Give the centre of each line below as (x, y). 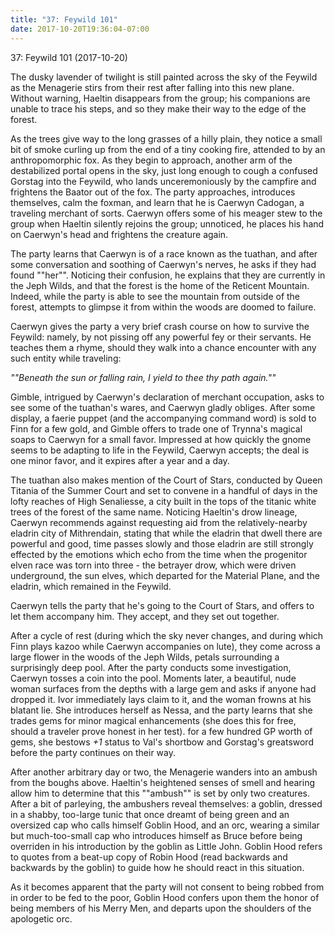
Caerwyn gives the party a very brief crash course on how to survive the (160, 326)
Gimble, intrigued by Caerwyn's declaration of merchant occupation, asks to (167, 397)
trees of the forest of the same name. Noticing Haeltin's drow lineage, (154, 512)
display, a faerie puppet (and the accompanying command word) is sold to (163, 418)
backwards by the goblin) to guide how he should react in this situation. (157, 867)
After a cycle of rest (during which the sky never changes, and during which (167, 635)
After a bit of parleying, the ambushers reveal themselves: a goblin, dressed (166, 803)
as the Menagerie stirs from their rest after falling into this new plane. (152, 87)
